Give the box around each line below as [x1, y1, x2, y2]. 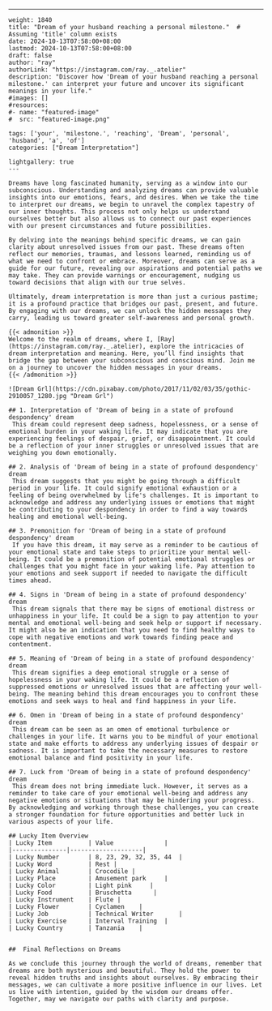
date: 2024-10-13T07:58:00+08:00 [8, 37, 121, 45]
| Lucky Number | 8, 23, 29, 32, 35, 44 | [8, 853, 183, 861]
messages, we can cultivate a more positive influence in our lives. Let [8, 981, 263, 989]
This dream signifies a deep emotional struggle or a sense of [11, 669, 230, 677]
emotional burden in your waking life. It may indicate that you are [8, 427, 249, 435]
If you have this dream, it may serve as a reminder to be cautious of [11, 541, 259, 549]
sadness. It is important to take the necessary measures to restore [8, 747, 249, 755]
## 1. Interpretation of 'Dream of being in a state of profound [8, 406, 233, 414]
